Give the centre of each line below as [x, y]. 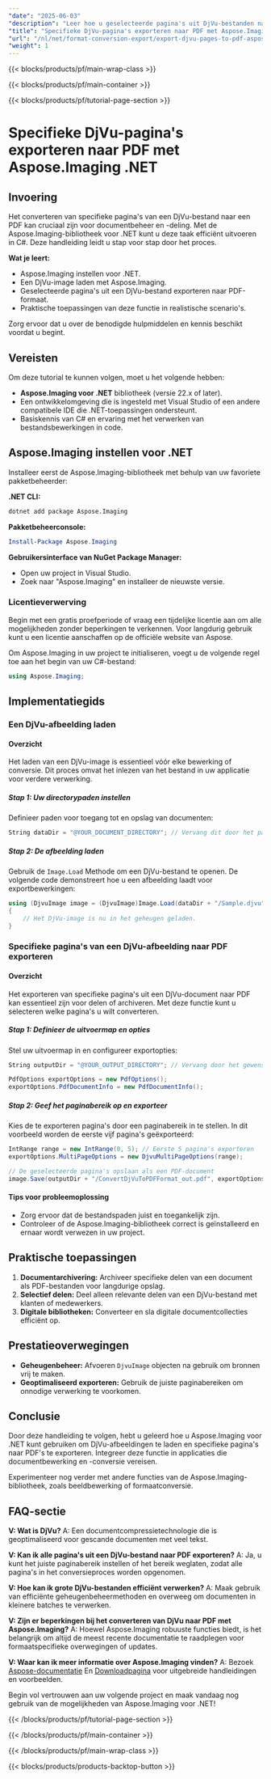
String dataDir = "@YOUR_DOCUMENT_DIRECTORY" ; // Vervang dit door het [131, 833]
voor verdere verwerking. [50, 779]
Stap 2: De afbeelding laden [56, 851]
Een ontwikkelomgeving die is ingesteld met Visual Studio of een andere [140, 401]
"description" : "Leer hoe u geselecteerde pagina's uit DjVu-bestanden [131, 23]
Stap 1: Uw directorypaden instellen [70, 797]
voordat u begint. [37, 333]
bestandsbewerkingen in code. [71, 427]
